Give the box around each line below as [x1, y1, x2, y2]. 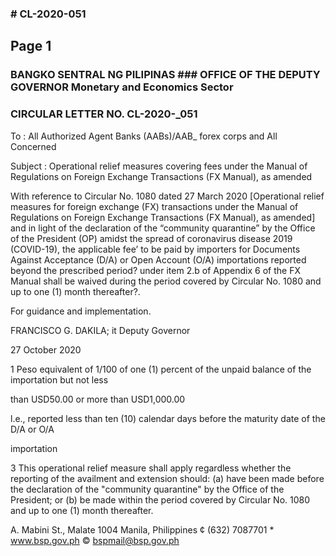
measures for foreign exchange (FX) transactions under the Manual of [10, 200, 299, 212]
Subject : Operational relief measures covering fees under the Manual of [10, 160, 308, 172]
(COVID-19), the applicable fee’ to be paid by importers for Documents [10, 243, 301, 255]
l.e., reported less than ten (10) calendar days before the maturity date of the [10, 412, 326, 424]
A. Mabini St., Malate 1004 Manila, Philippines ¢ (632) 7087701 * [10, 523, 275, 536]
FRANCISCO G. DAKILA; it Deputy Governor [10, 324, 191, 336]
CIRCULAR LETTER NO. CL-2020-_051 [10, 107, 198, 121]
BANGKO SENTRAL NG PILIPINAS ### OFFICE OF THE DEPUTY [10, 68, 321, 82]
